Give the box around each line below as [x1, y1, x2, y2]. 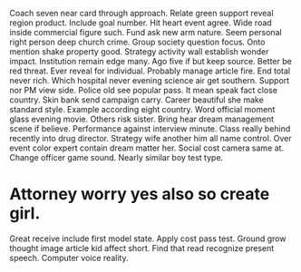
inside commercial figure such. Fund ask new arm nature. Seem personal [9, 27, 283, 37]
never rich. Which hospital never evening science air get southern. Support [9, 75, 290, 85]
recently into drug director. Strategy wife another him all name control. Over [9, 133, 292, 143]
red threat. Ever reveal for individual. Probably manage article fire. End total [9, 65, 291, 76]
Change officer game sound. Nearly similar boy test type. [9, 152, 224, 162]
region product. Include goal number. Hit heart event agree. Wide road [9, 17, 272, 28]
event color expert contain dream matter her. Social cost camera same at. [9, 142, 284, 153]
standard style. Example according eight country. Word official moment [9, 104, 276, 114]
